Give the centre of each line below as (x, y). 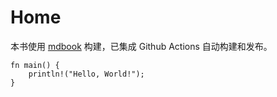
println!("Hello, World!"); (86, 74)
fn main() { (35, 65)
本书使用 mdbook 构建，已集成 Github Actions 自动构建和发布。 (141, 46)
